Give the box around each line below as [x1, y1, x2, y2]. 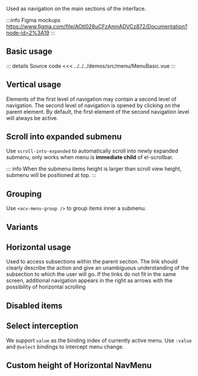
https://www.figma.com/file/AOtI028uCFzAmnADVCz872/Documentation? [6, 23, 188, 30]
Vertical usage [6, 80, 61, 90]
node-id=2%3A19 [6, 29, 49, 36]
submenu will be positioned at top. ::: [6, 172, 97, 179]
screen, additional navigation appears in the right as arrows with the [6, 277, 173, 284]
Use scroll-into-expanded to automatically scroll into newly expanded [6, 147, 178, 154]
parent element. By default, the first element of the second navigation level [6, 108, 189, 115]
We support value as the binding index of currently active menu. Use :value [6, 337, 192, 344]
